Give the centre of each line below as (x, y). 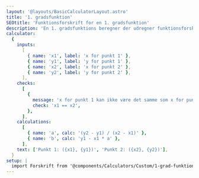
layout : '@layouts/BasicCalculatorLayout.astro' (67, 12)
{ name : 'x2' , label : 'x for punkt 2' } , (79, 67)
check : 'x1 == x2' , (57, 105)
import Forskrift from (39, 166)
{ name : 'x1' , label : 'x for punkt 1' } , (79, 56)
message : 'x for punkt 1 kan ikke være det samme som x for (108, 100)
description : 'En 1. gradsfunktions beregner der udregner (81, 28)
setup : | (17, 161)
